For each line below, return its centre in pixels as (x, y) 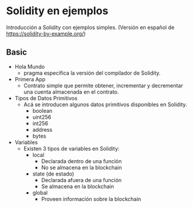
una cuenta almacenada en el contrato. (71, 92)
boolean (42, 110)
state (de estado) (53, 174)
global (40, 192)
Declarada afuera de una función (81, 180)
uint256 (42, 117)
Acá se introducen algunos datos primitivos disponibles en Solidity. (105, 104)
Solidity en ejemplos (57, 11)
